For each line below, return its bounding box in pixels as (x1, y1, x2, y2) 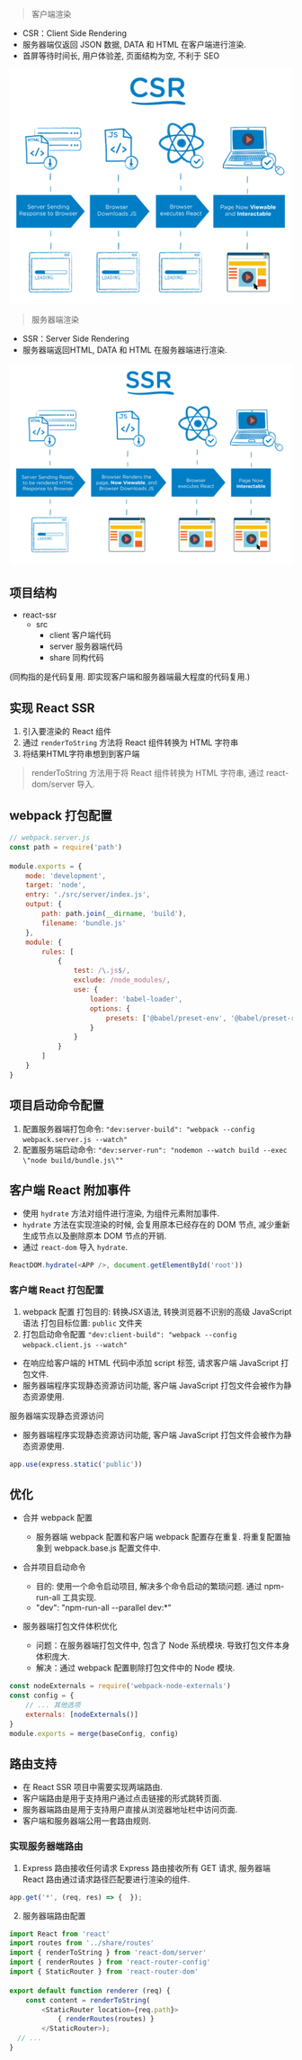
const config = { (9, 1691, 75, 1700)
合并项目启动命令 (22, 1561, 86, 1573)
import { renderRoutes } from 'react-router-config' (9, 1957, 211, 1967)
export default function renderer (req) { (9, 1986, 171, 1995)
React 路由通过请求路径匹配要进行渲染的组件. (22, 1874, 191, 1885)
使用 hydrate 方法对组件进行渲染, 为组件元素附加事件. (22, 1208, 220, 1219)
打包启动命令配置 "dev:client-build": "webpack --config (22, 1328, 237, 1339)
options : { (89, 1003, 130, 1013)
